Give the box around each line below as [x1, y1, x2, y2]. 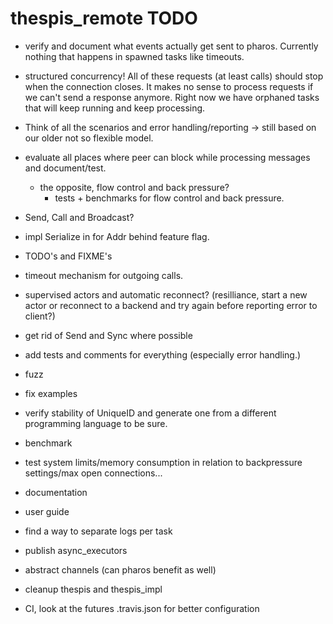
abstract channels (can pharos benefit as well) [24, 563, 217, 576]
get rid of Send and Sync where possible [24, 329, 193, 341]
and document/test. [24, 162, 107, 174]
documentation [24, 486, 88, 498]
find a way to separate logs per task [24, 525, 173, 537]
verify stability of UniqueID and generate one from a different [24, 407, 277, 419]
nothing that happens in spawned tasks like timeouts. [24, 50, 245, 62]
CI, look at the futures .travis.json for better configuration [24, 602, 260, 614]
